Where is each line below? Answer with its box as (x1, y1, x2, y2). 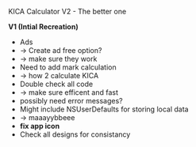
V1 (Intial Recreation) (8, 22, 79, 31)
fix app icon (19, 122, 60, 130)
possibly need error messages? (19, 96, 123, 105)
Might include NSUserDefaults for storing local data (19, 104, 189, 114)
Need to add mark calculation (19, 62, 117, 72)
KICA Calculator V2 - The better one (8, 7, 127, 16)
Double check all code (19, 79, 94, 89)
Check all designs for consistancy (19, 130, 131, 139)
